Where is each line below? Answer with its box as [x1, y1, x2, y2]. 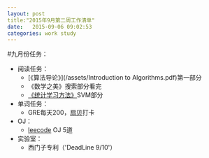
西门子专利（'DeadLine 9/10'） [27, 143, 117, 152]
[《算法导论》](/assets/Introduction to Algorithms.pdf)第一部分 [27, 73, 202, 82]
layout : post [7, 10, 45, 17]
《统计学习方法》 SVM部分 [27, 91, 103, 99]
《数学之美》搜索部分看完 [27, 82, 102, 91]
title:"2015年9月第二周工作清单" [7, 17, 96, 24]
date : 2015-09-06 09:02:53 [7, 23, 92, 30]
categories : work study [7, 29, 77, 37]
